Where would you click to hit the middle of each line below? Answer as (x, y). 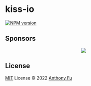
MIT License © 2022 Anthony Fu (39, 78)
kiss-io (20, 9)
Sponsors (20, 39)
